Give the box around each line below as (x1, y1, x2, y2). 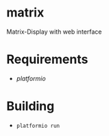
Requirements (6, 52, 88, 67)
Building (6, 98, 55, 114)
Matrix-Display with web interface (6, 27, 102, 36)
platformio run (16, 122, 60, 129)
